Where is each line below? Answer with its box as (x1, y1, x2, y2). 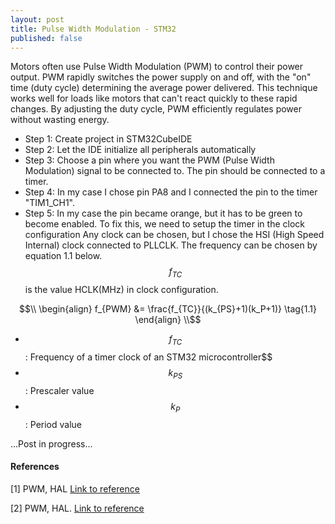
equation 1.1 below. (24, 250, 103, 262)
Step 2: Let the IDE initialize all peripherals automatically (24, 144, 257, 156)
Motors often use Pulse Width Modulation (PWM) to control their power (10, 61, 304, 73)
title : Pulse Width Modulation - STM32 (10, 24, 177, 34)
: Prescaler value (24, 384, 95, 396)
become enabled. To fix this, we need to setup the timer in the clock (24, 218, 305, 230)
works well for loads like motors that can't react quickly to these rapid (10, 92, 298, 105)
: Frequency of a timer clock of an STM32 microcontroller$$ (24, 351, 273, 363)
